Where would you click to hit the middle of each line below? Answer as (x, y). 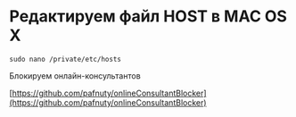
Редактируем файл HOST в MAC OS (148, 17)
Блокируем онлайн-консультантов (75, 75)
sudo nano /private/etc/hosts (66, 59)
